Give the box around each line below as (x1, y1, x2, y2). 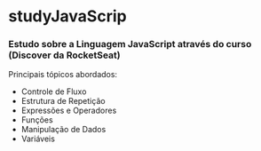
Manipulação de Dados (20, 124, 107, 135)
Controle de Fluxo (20, 86, 87, 97)
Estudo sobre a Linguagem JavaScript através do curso (8, 38, 252, 51)
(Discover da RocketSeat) (8, 49, 121, 61)
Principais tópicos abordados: (8, 69, 117, 80)
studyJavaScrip (8, 6, 127, 27)
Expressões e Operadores (20, 105, 117, 116)
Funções (20, 115, 54, 125)
